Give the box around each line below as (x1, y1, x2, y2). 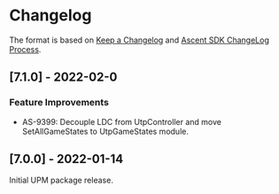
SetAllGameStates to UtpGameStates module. (21, 126, 189, 136)
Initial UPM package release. (9, 175, 113, 186)
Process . (9, 43, 42, 54)
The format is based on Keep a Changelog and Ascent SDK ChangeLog (9, 35, 270, 45)
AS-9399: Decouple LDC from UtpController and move (21, 116, 221, 127)
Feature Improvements (9, 97, 109, 109)
